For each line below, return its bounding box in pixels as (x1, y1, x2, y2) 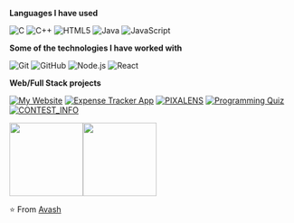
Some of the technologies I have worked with (9, 42, 183, 53)
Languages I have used (9, 8, 99, 18)
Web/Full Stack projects (9, 78, 101, 88)
